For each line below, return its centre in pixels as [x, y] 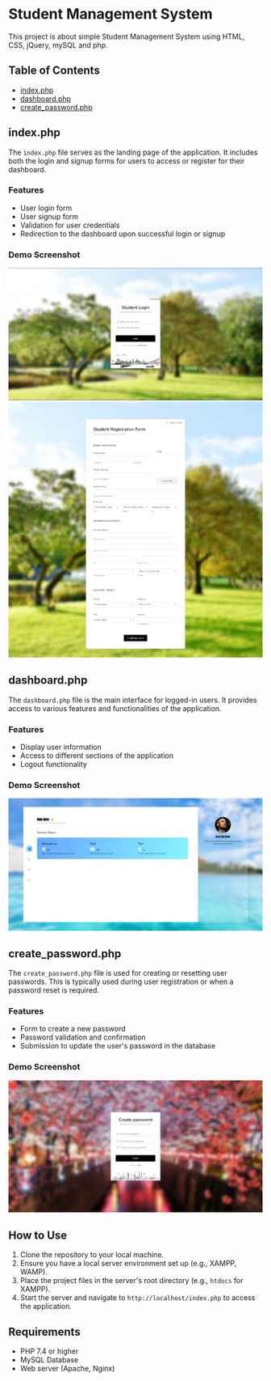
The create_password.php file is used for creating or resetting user [118, 973]
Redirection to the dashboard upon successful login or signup [123, 233]
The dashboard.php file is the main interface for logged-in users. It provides [133, 700]
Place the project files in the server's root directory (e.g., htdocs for [131, 1281]
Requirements [44, 1332]
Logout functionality [53, 765]
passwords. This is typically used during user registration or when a [121, 982]
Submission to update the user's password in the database [118, 1046]
